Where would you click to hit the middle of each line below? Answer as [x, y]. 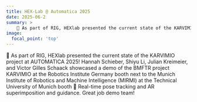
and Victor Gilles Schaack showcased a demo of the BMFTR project [88, 68]
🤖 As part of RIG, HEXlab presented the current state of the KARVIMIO [91, 55]
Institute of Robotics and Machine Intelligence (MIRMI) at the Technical [91, 80]
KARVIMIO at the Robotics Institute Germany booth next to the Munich [91, 74]
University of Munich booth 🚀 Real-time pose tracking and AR [80, 86]
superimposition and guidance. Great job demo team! [70, 93]
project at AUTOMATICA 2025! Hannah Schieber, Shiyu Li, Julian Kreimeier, [97, 62]
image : [14, 33]
